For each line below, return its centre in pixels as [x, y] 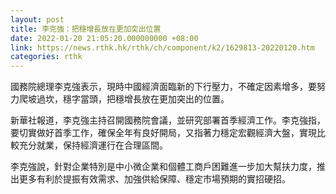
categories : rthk [46, 57]
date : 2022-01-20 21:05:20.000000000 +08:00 [104, 38]
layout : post [37, 19]
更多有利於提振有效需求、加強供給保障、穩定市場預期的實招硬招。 [154, 179]
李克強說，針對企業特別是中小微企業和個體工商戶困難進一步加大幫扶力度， [163, 167]
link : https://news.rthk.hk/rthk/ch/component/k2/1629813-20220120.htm [162, 47]
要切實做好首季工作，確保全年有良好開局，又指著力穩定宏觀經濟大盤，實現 [163, 133]
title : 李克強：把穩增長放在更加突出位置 [86, 29]
